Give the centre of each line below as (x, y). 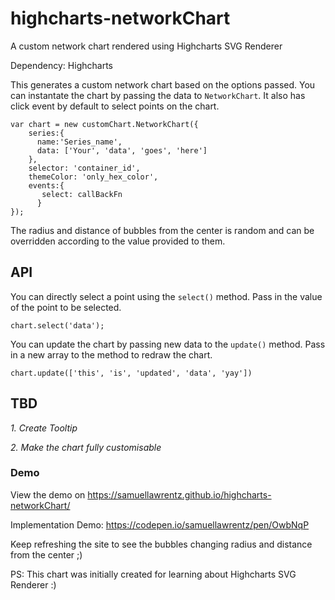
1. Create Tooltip (44, 428)
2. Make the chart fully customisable (86, 447)
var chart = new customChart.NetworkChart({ (104, 124)
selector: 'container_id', (84, 168)
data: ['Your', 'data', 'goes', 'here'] (122, 150)
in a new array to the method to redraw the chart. (111, 354)
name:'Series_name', (79, 142)
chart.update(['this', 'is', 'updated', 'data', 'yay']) (131, 373)
